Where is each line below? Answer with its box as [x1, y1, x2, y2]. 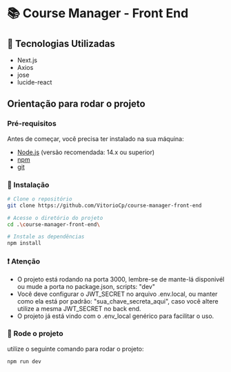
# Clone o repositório [7, 195, 72, 203]
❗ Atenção [7, 257, 41, 266]
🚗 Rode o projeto [7, 329, 63, 339]
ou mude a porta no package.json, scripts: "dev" [17, 282, 155, 290]
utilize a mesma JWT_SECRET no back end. [17, 304, 141, 313]
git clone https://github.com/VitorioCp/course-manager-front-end [7, 202, 202, 209]
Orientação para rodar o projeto [7, 98, 146, 110]
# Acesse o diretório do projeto [7, 214, 103, 221]
